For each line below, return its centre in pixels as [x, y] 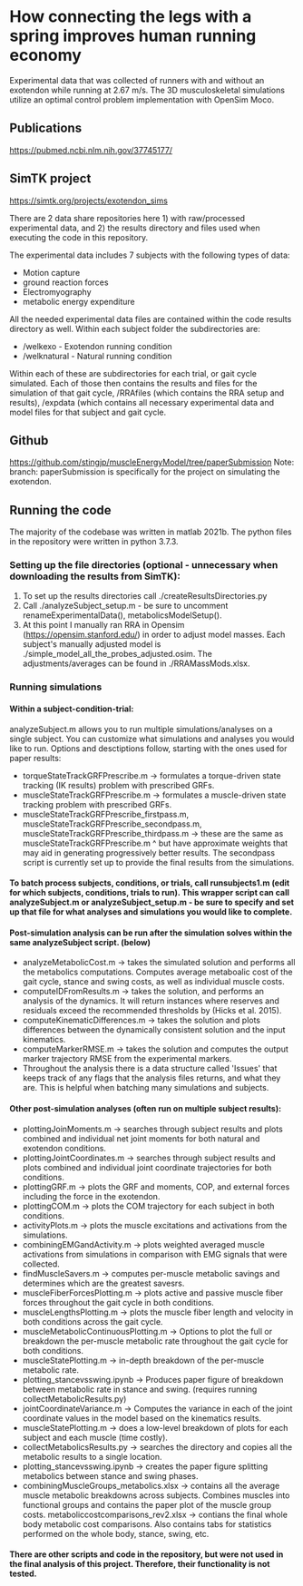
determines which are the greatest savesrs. [103, 1283]
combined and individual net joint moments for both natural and [141, 1138]
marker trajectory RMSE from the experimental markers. [127, 1059]
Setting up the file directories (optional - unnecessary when [144, 565]
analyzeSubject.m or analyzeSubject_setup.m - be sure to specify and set [152, 902]
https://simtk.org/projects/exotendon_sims [88, 201]
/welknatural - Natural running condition [97, 356]
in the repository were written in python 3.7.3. [94, 542]
